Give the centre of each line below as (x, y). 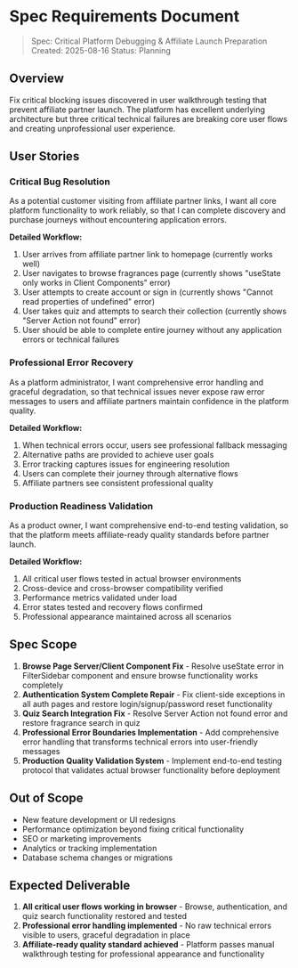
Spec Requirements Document (125, 16)
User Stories (44, 156)
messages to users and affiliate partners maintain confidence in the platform (149, 401)
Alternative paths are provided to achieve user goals (118, 454)
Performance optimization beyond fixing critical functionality (133, 829)
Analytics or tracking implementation (89, 848)
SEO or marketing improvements (82, 838)
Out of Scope (46, 798)
